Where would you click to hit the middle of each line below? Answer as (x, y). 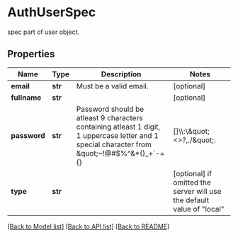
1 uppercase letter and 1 (118, 135)
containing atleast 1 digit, (118, 127)
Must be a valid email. (112, 86)
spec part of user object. (44, 32)
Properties (31, 54)
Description (121, 74)
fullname (26, 98)
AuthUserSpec (52, 12)
